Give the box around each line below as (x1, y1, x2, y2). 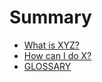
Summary (9, 6, 92, 29)
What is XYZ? (23, 39, 80, 51)
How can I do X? (23, 49, 92, 61)
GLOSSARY (23, 60, 72, 72)
